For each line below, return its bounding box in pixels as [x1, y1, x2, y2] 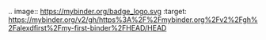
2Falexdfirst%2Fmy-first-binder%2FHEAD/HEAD [8, 24, 167, 32]
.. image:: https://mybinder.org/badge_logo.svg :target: [8, 7, 188, 16]
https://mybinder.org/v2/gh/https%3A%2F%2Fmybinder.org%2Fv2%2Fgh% [8, 15, 258, 24]
